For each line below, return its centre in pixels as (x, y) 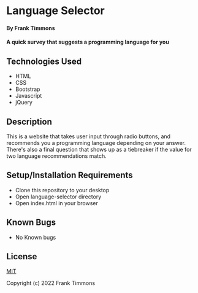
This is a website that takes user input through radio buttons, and (88, 136)
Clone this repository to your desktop (62, 190)
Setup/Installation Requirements (70, 175)
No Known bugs (36, 237)
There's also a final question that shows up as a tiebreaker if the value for (99, 149)
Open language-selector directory (58, 197)
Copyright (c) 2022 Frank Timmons (51, 283)
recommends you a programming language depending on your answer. (96, 143)
